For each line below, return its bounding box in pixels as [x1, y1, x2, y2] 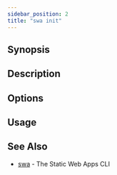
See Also [7, 141, 48, 153]
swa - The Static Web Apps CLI [17, 159, 111, 168]
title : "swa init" [7, 17, 62, 24]
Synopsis [7, 44, 50, 56]
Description [7, 68, 61, 80]
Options [7, 92, 44, 104]
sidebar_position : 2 [7, 10, 69, 18]
